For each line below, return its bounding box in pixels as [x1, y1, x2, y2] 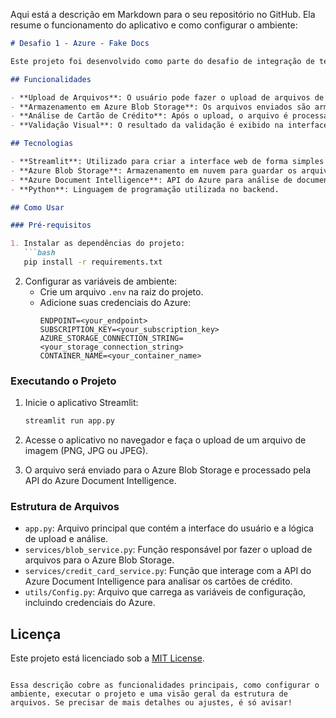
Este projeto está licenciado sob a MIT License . [10, 652, 205, 664]
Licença [10, 625, 62, 643]
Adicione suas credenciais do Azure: [39, 296, 192, 308]
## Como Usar [10, 202, 65, 213]
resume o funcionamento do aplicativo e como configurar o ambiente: [10, 19, 298, 31]
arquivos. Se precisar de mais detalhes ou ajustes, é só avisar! [10, 698, 293, 708]
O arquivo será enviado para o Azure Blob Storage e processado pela [24, 464, 312, 476]
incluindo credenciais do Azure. [24, 597, 156, 609]
